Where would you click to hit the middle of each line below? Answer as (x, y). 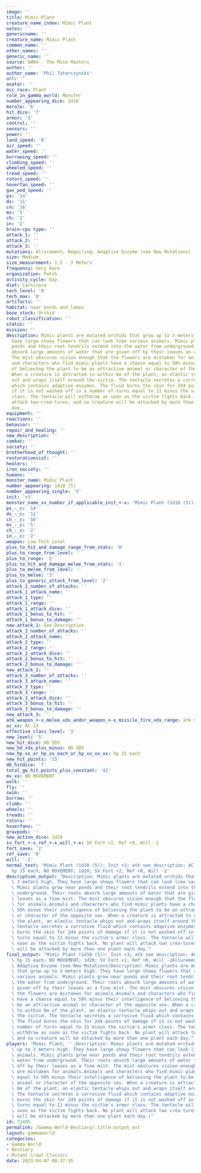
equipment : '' (24, 413)
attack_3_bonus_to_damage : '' (44, 709)
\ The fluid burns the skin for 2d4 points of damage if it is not (98, 1021)
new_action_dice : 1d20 (34, 838)
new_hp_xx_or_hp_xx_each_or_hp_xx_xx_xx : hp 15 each (73, 754)
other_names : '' (26, 51)
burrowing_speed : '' (32, 157)
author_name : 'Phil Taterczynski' (49, 73)
